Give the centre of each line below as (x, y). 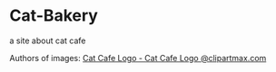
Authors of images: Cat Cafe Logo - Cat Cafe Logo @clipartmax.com (138, 58)
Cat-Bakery (54, 16)
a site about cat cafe (48, 40)
